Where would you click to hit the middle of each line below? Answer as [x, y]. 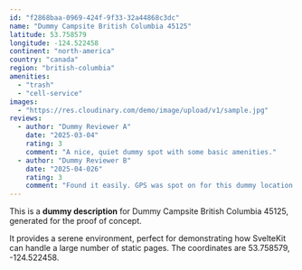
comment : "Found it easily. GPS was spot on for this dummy [141, 186]
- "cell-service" [50, 93]
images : [24, 102]
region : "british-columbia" [62, 69]
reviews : [26, 118]
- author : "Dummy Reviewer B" [74, 160]
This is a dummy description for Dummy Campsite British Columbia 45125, [149, 211]
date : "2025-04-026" [64, 169]
